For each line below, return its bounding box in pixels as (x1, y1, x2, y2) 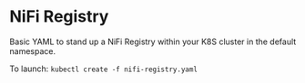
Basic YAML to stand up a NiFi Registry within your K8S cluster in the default (9, 36, 297, 47)
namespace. (9, 45, 56, 56)
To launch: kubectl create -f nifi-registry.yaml (9, 63, 198, 74)
